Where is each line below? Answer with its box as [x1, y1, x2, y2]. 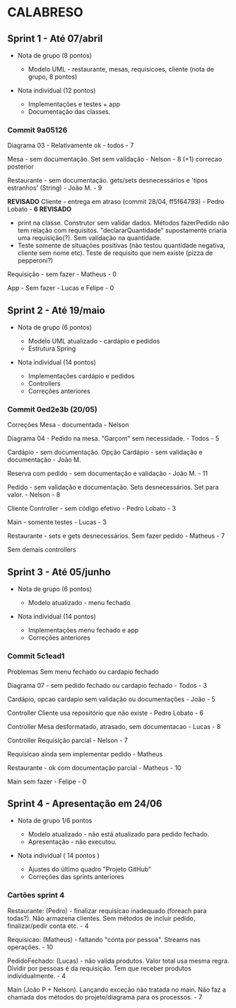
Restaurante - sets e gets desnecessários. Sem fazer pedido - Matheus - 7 [7, 532, 225, 540]
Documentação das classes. [28, 108, 111, 115]
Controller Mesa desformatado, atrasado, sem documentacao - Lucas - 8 [7, 722, 221, 730]
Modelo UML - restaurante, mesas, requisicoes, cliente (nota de [28, 65, 214, 73]
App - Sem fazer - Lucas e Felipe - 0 [7, 284, 114, 293]
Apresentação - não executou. [28, 837, 117, 846]
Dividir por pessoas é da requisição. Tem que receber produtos [7, 964, 192, 973]
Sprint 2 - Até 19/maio [7, 304, 105, 316]
